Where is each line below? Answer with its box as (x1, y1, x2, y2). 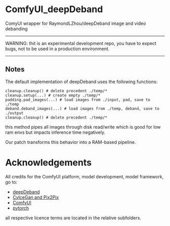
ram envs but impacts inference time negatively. (5, 129, 105, 135)
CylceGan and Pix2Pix (12, 194, 59, 200)
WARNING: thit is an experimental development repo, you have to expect (5, 40, 157, 46)
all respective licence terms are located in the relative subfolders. (5, 214, 142, 221)
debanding (5, 25, 28, 31)
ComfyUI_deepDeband (5, 4, 103, 15)
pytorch (12, 205, 29, 211)
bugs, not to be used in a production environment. (5, 46, 110, 52)
